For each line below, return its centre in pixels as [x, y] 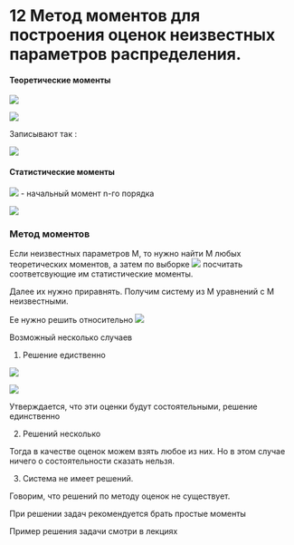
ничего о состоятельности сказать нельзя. [92, 461]
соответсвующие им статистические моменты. [101, 274]
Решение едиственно [64, 355]
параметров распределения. [125, 54]
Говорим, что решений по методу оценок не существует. [120, 496]
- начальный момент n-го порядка [87, 193]
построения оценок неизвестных [142, 35]
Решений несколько [62, 433]
